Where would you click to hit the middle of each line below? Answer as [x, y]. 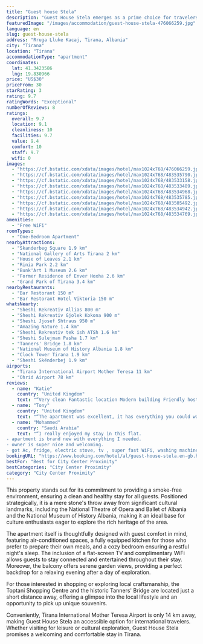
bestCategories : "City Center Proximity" [59, 467]
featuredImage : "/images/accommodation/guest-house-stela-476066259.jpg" [101, 23]
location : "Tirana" [31, 51]
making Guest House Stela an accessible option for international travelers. [98, 622]
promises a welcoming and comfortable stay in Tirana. [74, 634]
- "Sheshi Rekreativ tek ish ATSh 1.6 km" [66, 332]
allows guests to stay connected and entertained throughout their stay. [94, 559]
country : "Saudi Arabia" [48, 428]
